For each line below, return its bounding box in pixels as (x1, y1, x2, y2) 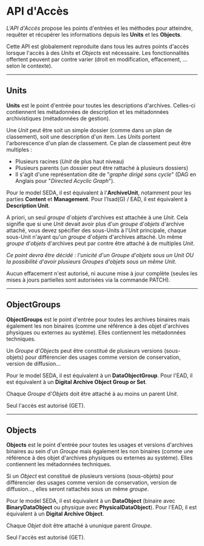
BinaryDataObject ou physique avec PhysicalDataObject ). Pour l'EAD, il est (6, 504, 197, 511)
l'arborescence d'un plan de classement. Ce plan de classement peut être (6, 139, 191, 147)
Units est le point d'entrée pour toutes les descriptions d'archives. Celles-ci (6, 102, 195, 109)
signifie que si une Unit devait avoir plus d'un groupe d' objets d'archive (6, 220, 185, 227)
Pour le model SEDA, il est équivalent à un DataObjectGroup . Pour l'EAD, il (6, 372, 193, 379)
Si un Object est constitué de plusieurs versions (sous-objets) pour (6, 472, 174, 480)
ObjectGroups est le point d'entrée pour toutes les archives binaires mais (6, 316, 190, 323)
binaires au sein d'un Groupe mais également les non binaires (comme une (6, 448, 193, 455)
